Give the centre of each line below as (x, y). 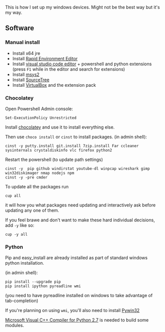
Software (20, 28)
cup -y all (16, 234)
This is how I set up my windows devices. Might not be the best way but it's (82, 7)
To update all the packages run (37, 186)
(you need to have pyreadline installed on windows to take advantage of (79, 296)
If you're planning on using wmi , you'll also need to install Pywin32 (73, 311)
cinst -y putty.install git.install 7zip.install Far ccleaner (72, 146)
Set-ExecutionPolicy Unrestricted (41, 118)
